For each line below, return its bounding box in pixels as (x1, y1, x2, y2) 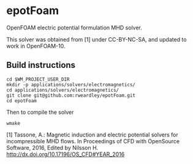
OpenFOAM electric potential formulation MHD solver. (6, 24, 143, 31)
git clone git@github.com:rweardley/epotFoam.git (6, 92, 136, 99)
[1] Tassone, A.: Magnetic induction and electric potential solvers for (6, 131, 179, 138)
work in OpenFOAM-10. (6, 42, 66, 50)
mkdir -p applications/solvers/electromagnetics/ (6, 81, 136, 88)
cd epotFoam (6, 97, 37, 104)
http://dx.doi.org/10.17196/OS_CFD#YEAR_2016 (6, 151, 125, 158)
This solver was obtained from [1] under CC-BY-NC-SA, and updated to (6, 35, 187, 43)
